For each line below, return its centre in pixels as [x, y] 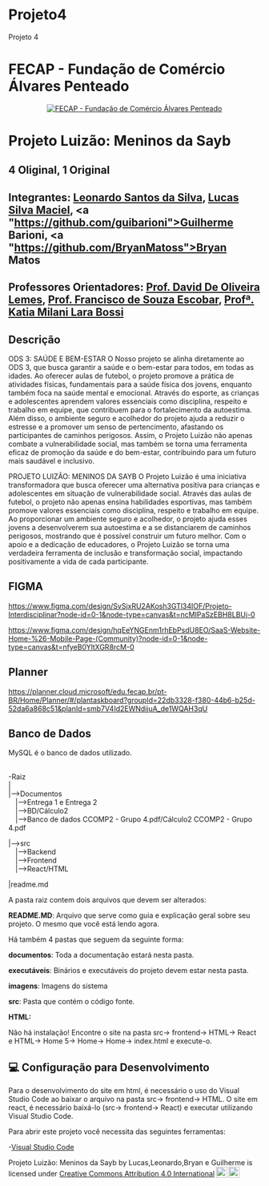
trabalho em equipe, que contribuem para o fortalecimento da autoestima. [130, 410]
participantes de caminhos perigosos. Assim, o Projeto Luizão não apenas [130, 436]
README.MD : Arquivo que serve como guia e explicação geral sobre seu [129, 915]
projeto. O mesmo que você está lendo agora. [84, 924]
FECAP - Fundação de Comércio [117, 69]
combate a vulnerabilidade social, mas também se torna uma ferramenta [128, 444]
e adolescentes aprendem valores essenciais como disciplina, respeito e [128, 401]
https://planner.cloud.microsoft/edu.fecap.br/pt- [88, 691]
